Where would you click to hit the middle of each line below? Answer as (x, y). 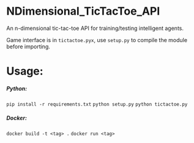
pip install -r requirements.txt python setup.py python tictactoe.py (97, 105)
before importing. (28, 46)
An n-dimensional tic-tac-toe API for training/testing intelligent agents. (95, 28)
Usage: (25, 71)
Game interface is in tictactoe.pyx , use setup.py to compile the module (97, 40)
